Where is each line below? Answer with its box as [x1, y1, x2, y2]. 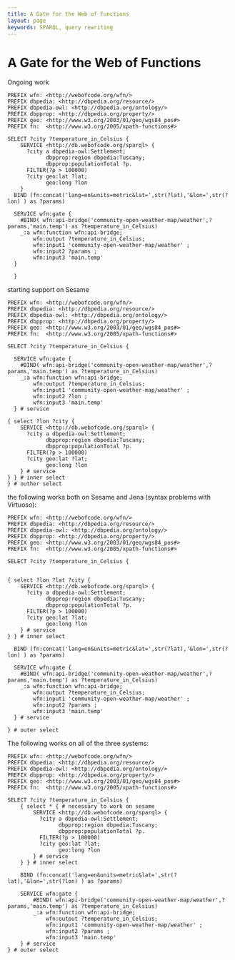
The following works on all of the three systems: [7, 739, 149, 748]
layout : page [7, 17, 46, 24]
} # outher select [7, 480, 62, 487]
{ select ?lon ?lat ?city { [7, 577, 91, 584]
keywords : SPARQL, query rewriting [7, 24, 114, 31]
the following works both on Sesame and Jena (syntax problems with [7, 493, 211, 502]
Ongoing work [7, 78, 49, 86]
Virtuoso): [7, 500, 37, 509]
